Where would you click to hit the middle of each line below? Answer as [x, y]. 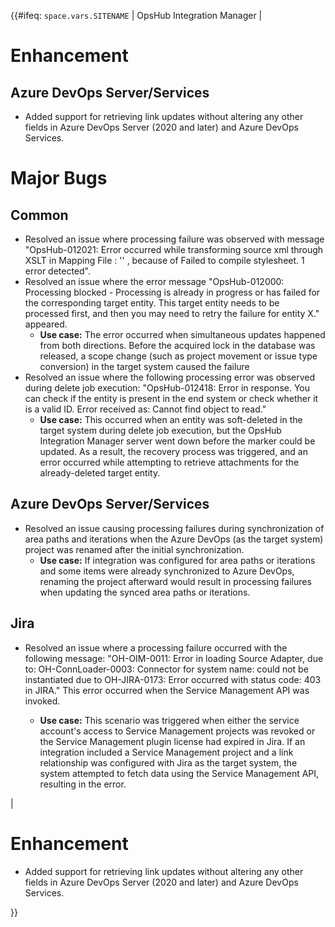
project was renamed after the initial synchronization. [134, 549]
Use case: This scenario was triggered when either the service [169, 720]
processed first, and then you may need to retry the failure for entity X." [172, 313]
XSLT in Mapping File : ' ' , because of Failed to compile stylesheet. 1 [164, 260]
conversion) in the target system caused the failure [144, 366]
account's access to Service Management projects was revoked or [177, 731]
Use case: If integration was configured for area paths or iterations [177, 560]
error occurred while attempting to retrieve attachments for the [169, 462]
